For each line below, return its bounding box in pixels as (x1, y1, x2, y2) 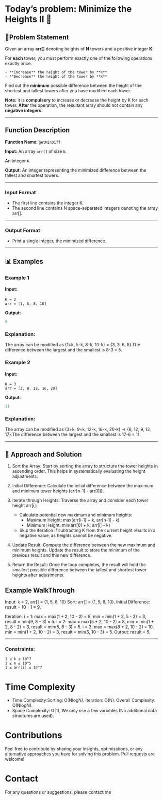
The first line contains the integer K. (12, 200, 84, 206)
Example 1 (5, 274, 30, 281)
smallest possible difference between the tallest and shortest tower (12, 567, 147, 573)
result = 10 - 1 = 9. (5, 604, 41, 610)
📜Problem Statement (5, 33, 69, 41)
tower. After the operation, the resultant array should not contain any (5, 102, 143, 108)
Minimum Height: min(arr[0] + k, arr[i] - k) (26, 522, 111, 528)
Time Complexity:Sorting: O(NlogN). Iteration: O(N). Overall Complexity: (12, 698, 156, 703)
